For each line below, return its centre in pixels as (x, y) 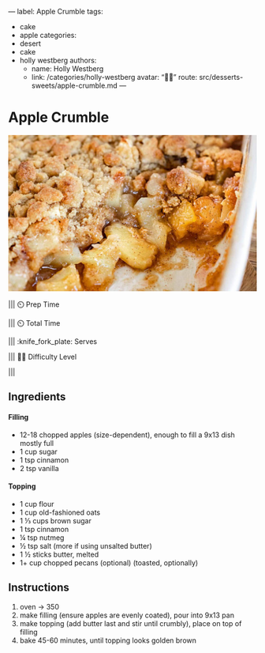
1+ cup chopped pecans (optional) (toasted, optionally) (109, 562)
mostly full (36, 443)
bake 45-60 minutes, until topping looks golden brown (108, 640)
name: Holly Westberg (67, 69)
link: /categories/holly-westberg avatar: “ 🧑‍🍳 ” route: (114, 77)
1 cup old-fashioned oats (60, 512)
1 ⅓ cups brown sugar (56, 520)
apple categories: (48, 35)
